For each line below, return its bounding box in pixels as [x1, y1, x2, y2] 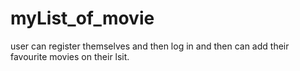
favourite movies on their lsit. [10, 50, 130, 62]
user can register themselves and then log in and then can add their [10, 40, 290, 52]
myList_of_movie [10, 7, 155, 30]
